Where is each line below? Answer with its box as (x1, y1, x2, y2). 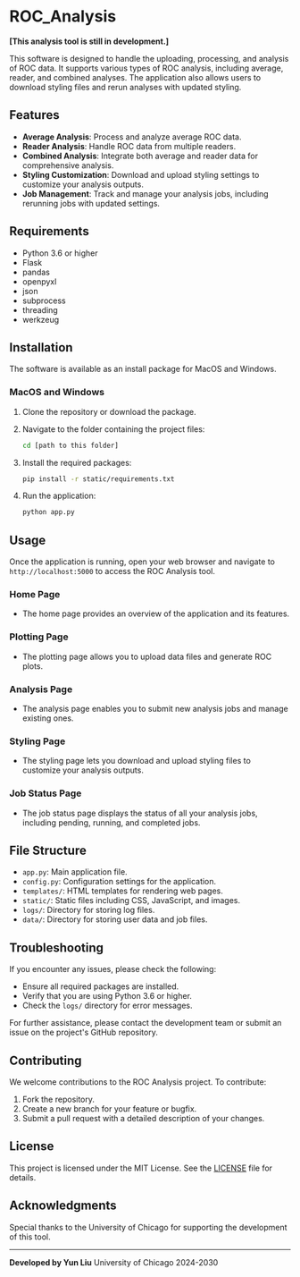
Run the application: (21, 490, 96, 502)
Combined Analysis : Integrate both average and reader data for (21, 150, 259, 161)
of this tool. (9, 1231, 51, 1242)
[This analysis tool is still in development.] (9, 36, 170, 47)
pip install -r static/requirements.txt (21, 474, 175, 484)
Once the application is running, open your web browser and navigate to (9, 556, 275, 567)
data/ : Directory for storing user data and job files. (21, 914, 208, 925)
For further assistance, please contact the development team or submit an (9, 1018, 282, 1028)
